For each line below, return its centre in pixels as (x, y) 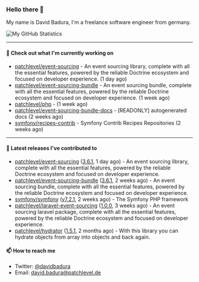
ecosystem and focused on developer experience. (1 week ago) (92, 98)
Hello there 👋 (25, 9)
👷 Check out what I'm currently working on (60, 53)
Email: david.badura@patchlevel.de (58, 273)
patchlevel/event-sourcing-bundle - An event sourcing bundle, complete (103, 85)
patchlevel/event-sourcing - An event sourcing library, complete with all (102, 66)
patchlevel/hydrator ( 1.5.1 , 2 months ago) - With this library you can (97, 230)
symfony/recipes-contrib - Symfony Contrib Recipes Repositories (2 (98, 123)
